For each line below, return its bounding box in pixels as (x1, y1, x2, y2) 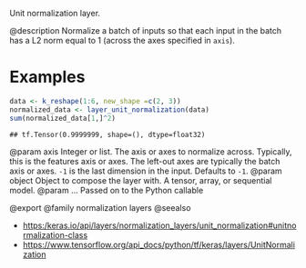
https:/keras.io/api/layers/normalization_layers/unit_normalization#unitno (22, 220, 297, 231)
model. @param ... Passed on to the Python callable (9, 184, 204, 195)
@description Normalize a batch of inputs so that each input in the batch (9, 25, 282, 35)
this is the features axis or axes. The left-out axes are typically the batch (9, 155, 280, 166)
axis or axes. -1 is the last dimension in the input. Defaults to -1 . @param (9, 165, 282, 176)
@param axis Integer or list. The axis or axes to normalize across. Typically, (9, 145, 293, 157)
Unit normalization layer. (9, 8, 101, 18)
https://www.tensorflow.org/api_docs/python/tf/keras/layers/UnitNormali (22, 239, 296, 250)
